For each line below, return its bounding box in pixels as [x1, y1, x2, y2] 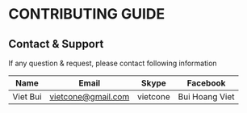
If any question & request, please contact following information [8, 58, 217, 68]
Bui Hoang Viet [178, 91, 235, 102]
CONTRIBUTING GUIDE [8, 5, 165, 23]
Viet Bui [12, 91, 42, 102]
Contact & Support [8, 37, 104, 51]
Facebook [186, 77, 226, 89]
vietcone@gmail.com [49, 91, 130, 102]
